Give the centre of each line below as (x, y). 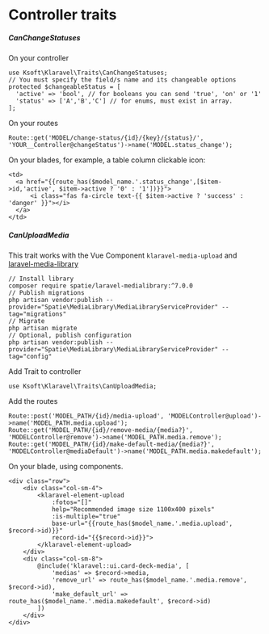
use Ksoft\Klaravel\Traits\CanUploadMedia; (83, 386)
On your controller (39, 58)
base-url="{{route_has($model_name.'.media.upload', (142, 524)
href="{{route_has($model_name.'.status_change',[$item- (124, 182)
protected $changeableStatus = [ (65, 87)
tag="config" (30, 357)
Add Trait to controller (45, 372)
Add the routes (33, 401)
